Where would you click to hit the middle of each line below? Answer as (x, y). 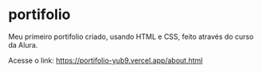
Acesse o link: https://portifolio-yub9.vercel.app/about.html (106, 60)
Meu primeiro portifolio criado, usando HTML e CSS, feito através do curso (131, 36)
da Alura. (23, 44)
